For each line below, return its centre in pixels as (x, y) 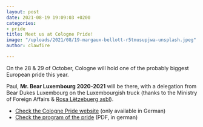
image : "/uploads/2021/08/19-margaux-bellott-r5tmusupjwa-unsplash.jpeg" (101, 40)
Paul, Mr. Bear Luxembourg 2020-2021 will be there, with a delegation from (101, 86)
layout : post (23, 12)
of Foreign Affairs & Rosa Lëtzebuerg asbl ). (60, 99)
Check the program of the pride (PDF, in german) (76, 117)
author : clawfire (28, 46)
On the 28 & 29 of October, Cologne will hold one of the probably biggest (98, 68)
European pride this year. (38, 74)
